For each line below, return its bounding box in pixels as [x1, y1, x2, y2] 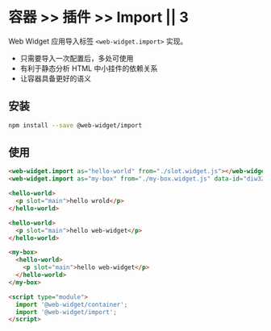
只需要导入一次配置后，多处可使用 [19, 53, 134, 63]
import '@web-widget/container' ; [15, 300, 128, 308]
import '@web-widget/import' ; [15, 308, 117, 316]
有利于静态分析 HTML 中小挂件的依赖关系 [19, 63, 158, 73]
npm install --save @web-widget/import [8, 121, 143, 130]
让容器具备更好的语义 [19, 73, 91, 83]
